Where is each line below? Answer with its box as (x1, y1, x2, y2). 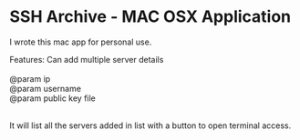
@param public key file (9, 93, 96, 104)
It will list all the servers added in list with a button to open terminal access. (9, 120, 292, 131)
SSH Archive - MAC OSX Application (9, 6, 292, 27)
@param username (9, 83, 82, 94)
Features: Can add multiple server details (9, 54, 164, 65)
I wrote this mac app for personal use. (9, 36, 152, 47)
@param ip (9, 73, 51, 84)
